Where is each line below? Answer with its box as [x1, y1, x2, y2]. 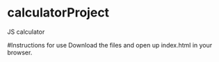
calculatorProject [7, 5, 110, 21]
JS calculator [7, 28, 45, 36]
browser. [7, 48, 33, 56]
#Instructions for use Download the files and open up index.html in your [7, 41, 213, 49]
